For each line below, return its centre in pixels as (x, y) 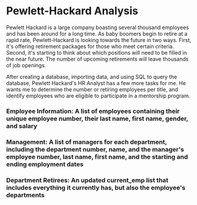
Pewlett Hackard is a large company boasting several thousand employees (98, 27)
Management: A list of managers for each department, (87, 142)
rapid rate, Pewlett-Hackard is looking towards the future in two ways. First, (99, 40)
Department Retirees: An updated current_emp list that (87, 180)
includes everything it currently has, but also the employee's (96, 187)
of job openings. (26, 65)
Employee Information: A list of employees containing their (93, 111)
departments (25, 195)
